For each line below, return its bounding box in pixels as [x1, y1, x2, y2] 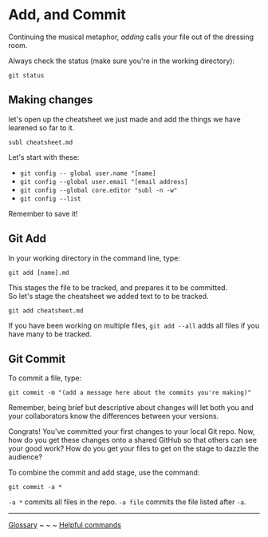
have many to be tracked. [8, 329, 92, 339]
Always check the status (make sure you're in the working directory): [8, 56, 235, 66]
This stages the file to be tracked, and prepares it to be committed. [8, 282, 228, 292]
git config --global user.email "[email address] [19, 177, 189, 185]
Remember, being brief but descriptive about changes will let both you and [8, 403, 254, 412]
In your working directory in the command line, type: [8, 253, 181, 263]
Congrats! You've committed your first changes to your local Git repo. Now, [8, 427, 255, 436]
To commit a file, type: [8, 373, 82, 383]
